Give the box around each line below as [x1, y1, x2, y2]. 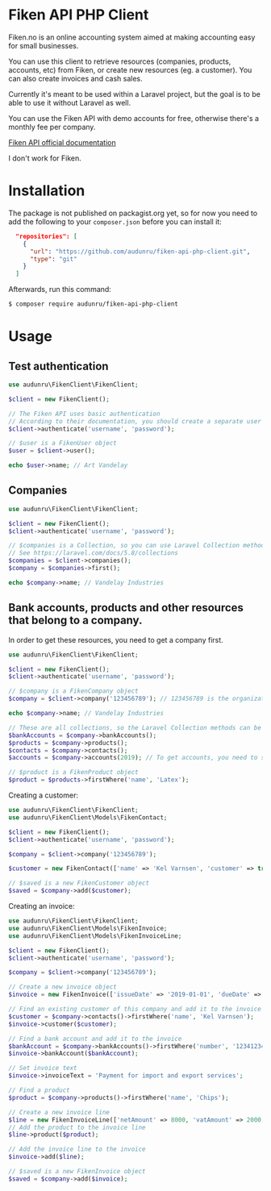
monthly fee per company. [8, 122, 96, 131]
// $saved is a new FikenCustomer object [8, 879, 150, 888]
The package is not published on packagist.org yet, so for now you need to [8, 208, 258, 218]
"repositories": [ [15, 232, 78, 240]
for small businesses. [8, 40, 79, 50]
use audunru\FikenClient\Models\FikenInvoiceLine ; [8, 931, 182, 940]
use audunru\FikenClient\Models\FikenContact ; [8, 813, 168, 822]
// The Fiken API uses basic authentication [8, 410, 161, 418]
